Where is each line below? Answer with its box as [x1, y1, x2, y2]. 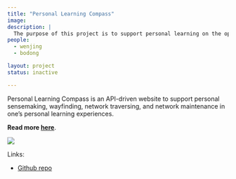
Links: [7, 149, 25, 159]
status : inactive [7, 68, 58, 76]
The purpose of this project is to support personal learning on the [13, 30, 221, 37]
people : [7, 37, 30, 44]
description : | [7, 23, 52, 30]
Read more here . [7, 123, 56, 131]
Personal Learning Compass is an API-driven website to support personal [7, 94, 220, 103]
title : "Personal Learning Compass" [7, 10, 114, 18]
